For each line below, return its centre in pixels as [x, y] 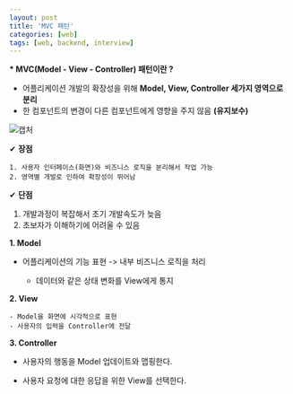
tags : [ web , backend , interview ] [72, 43]
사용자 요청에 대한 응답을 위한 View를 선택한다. [104, 381]
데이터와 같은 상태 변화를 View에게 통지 [104, 281]
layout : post [34, 18]
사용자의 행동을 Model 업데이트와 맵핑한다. [97, 362]
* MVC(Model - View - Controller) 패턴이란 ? [91, 69]
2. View [24, 299]
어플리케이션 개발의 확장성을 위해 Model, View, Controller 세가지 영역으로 [153, 88]
